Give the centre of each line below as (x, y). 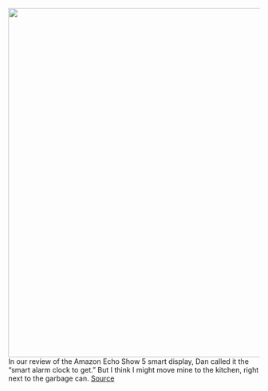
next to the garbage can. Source (61, 378)
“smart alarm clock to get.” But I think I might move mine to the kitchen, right (134, 370)
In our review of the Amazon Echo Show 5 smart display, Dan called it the (129, 361)
